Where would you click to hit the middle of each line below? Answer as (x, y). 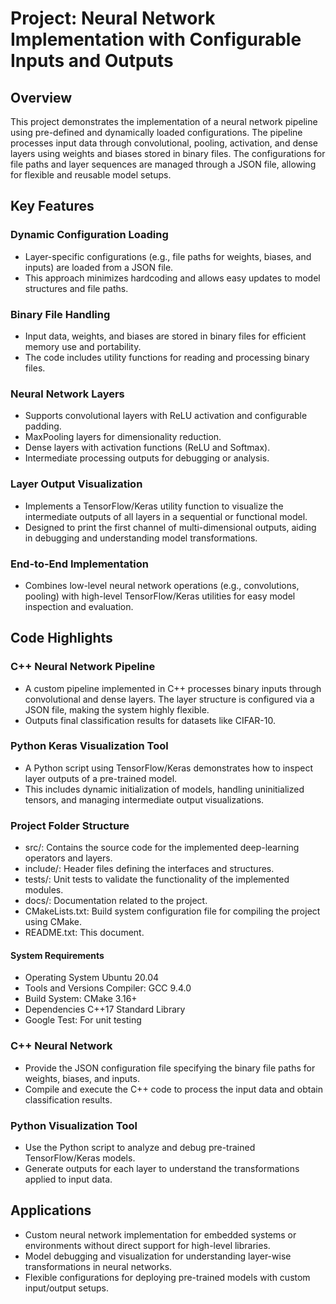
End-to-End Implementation (79, 564)
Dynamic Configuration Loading (89, 235)
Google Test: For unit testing (83, 1020)
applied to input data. (68, 1179)
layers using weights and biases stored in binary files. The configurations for (168, 153)
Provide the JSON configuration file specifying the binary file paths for (170, 1068)
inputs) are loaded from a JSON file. (99, 267)
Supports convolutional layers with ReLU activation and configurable (166, 416)
